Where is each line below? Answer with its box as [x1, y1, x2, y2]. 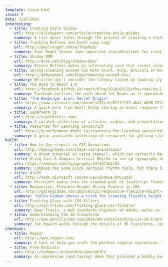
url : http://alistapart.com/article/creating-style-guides [14, 31, 140, 36]
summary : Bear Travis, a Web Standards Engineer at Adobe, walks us [14, 207, 160, 213]
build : [5, 138, 19, 143]
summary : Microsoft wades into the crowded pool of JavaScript [14, 180, 149, 185]
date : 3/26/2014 [5, 17, 39, 22]
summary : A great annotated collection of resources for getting [14, 133, 153, 138]
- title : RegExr [9, 231, 43, 236]
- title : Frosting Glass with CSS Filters [9, 198, 99, 203]
